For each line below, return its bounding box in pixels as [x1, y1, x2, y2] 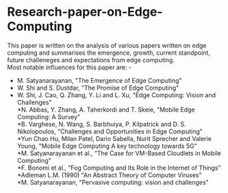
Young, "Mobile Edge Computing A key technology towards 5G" [16, 142, 197, 150]
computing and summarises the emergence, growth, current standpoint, [7, 49, 211, 57]
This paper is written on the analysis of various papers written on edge [7, 41, 207, 49]
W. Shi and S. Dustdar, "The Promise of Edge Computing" [16, 83, 179, 92]
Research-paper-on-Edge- [7, 4, 163, 20]
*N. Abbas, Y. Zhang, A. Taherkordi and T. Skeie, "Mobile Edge [16, 105, 195, 114]
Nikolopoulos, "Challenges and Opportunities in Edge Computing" [16, 127, 203, 136]
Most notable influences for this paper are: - [7, 63, 132, 71]
